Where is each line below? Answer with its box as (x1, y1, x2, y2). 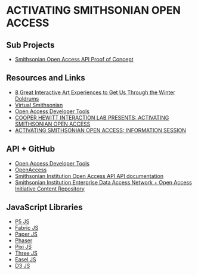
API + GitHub (6, 144, 55, 154)
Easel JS (14, 256, 36, 263)
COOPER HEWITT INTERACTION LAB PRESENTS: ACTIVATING (14, 114, 169, 121)
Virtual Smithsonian (14, 101, 63, 108)
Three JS (14, 249, 38, 257)
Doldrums (14, 95, 39, 102)
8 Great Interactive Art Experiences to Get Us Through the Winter (14, 89, 175, 96)
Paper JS (14, 230, 38, 238)
